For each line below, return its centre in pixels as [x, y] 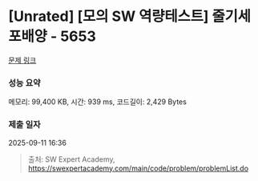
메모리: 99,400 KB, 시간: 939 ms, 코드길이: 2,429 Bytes [97, 102]
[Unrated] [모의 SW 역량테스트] [109, 16]
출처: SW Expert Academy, [71, 159]
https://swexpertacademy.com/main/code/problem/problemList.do [138, 168]
